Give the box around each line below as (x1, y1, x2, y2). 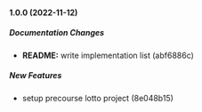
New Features (9, 70, 62, 81)
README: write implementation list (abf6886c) (21, 50, 194, 60)
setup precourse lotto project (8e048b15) (21, 92, 174, 103)
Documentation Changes (9, 28, 105, 38)
